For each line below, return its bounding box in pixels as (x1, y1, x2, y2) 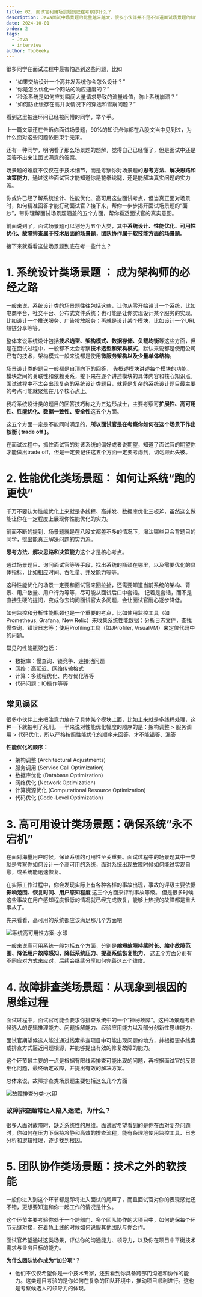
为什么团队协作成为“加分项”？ (6, 1257, 81, 1264)
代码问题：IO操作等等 (14, 680, 69, 687)
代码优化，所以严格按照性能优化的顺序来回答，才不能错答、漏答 (17, 731, 176, 738)
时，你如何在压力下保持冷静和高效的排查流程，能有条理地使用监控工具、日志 (6, 1129, 196, 1136)
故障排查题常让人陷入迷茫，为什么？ (6, 1106, 111, 1115)
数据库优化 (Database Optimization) (14, 772, 103, 779)
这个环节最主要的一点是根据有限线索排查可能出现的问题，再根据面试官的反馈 (6, 1057, 196, 1064)
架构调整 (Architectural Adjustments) (14, 757, 106, 764)
